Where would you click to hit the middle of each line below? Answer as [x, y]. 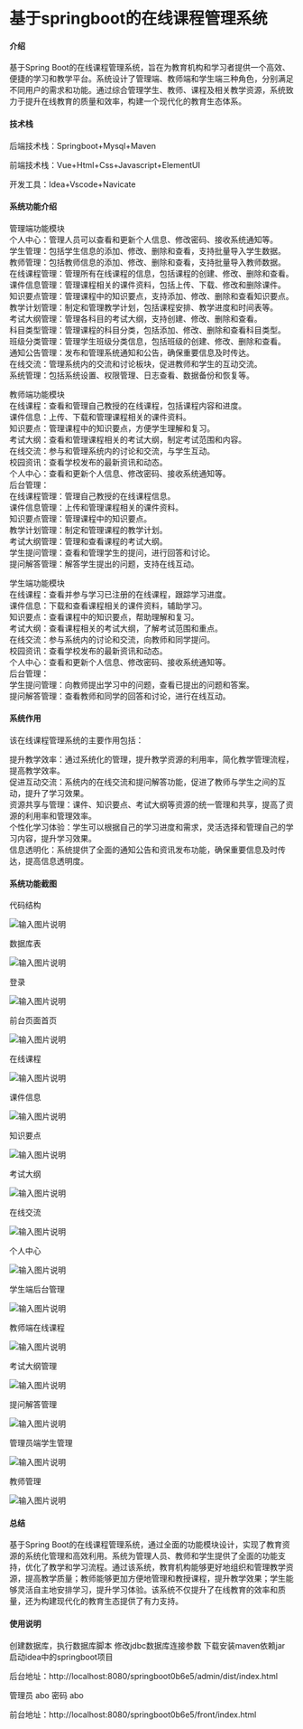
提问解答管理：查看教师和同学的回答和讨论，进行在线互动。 [120, 696]
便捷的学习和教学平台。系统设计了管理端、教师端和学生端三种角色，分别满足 [151, 79]
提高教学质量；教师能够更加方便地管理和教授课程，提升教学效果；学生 [155, 1579]
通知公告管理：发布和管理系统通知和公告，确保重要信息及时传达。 [132, 352]
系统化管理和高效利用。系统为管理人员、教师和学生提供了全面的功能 [151, 1556]
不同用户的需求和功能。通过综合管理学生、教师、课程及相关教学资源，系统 [147, 90]
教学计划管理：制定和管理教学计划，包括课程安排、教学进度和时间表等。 [143, 307]
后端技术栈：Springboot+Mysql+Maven [83, 146]
